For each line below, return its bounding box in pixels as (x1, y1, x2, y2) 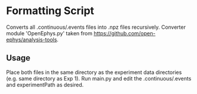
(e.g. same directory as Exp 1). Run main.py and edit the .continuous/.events (6, 75, 192, 82)
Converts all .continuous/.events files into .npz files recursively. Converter (6, 23, 186, 31)
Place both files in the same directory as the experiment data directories (6, 69, 182, 76)
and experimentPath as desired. (6, 81, 84, 88)
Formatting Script (6, 4, 95, 18)
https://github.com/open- (93, 29, 156, 36)
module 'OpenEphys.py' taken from (6, 29, 93, 36)
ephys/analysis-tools (6, 36, 57, 43)
